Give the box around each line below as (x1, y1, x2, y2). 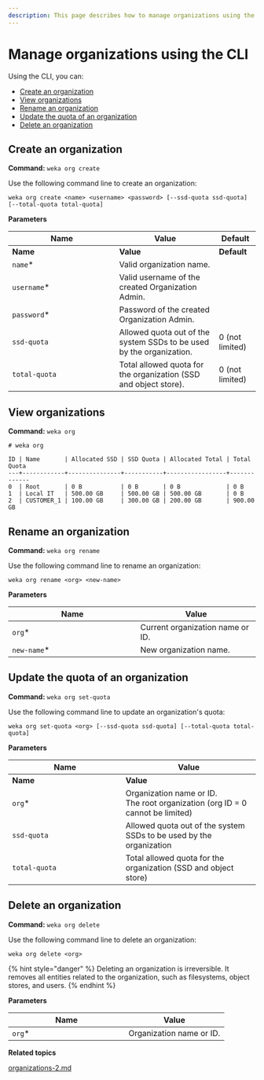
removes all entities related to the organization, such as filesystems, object (8, 972, 250, 982)
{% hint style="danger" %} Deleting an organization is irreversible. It (8, 964, 229, 973)
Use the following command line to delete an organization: (8, 935, 196, 944)
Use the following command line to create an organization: (8, 178, 197, 189)
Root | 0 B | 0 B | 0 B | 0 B (25, 483, 244, 491)
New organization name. (140, 645, 230, 655)
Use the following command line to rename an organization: (8, 561, 201, 570)
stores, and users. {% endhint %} (8, 980, 116, 990)
